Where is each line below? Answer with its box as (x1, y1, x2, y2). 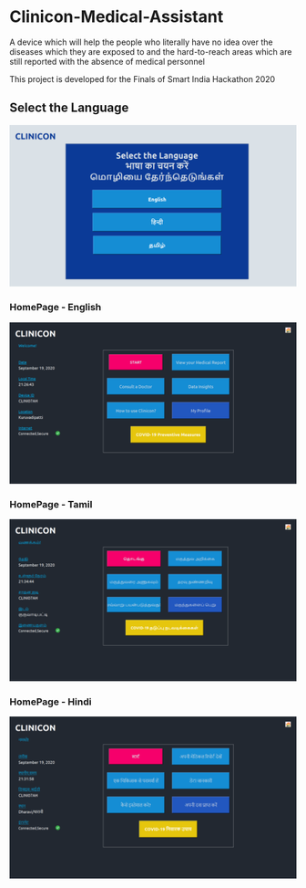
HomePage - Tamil (9, 497, 93, 510)
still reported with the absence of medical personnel (9, 56, 205, 67)
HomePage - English (9, 301, 102, 314)
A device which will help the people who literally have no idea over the (9, 37, 273, 47)
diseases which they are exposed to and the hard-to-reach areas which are (9, 46, 292, 57)
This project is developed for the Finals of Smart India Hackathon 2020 (9, 73, 276, 84)
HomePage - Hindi (9, 695, 92, 708)
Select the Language (9, 100, 129, 116)
